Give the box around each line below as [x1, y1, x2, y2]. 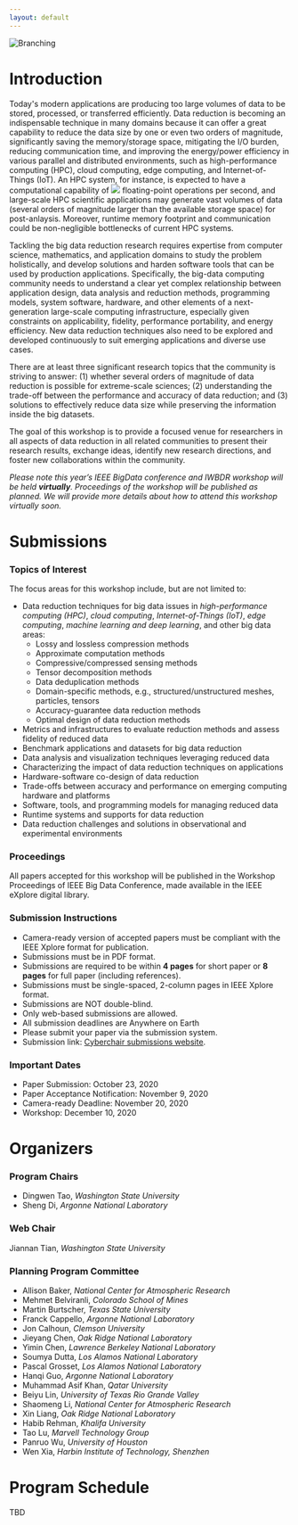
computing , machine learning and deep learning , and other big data [21, 620, 271, 631]
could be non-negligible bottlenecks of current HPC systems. [9, 222, 234, 233]
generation [9, 306, 49, 317]
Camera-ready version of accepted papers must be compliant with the [21, 932, 281, 943]
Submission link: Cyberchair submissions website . [21, 1036, 206, 1047]
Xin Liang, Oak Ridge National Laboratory [21, 1408, 176, 1419]
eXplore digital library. [9, 889, 90, 901]
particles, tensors [35, 696, 100, 706]
